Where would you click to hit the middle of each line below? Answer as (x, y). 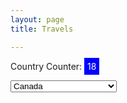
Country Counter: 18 (53, 66)
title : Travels (42, 29)
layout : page (37, 19)
